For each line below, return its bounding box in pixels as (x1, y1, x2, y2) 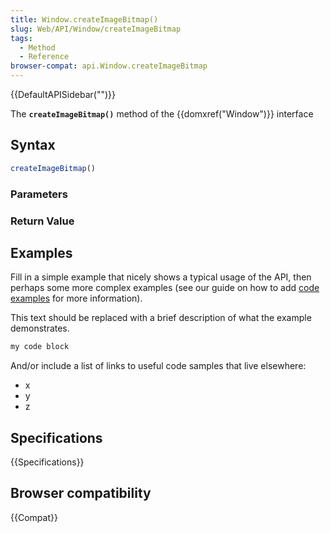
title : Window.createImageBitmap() (10, 14, 159, 25)
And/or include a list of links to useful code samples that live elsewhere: (10, 360, 307, 372)
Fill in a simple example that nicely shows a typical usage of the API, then (10, 271, 312, 283)
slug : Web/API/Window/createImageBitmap (10, 24, 182, 34)
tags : (10, 33, 33, 43)
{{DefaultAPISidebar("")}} (10, 89, 116, 100)
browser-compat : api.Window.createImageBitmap (10, 61, 208, 71)
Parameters (10, 187, 68, 201)
